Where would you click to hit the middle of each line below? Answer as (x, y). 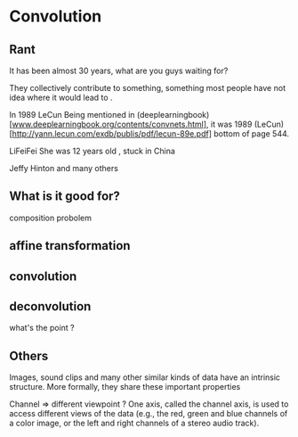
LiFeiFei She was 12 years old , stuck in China (93, 151)
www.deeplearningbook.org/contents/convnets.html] (109, 124)
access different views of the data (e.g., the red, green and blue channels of (149, 414)
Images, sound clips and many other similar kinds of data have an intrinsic (145, 377)
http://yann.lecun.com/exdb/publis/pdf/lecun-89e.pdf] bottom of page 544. (151, 134)
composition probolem (50, 218)
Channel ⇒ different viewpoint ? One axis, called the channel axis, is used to (149, 404)
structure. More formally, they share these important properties (125, 387)
